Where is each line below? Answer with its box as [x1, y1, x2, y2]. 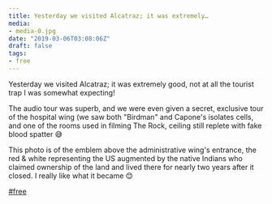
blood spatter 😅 [8, 129, 63, 138]
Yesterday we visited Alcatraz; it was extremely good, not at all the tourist [8, 79, 254, 89]
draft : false [8, 42, 53, 50]
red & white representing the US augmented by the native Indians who [8, 153, 244, 163]
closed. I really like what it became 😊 [8, 171, 134, 181]
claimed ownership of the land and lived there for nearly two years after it [8, 162, 254, 172]
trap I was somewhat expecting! [8, 87, 115, 97]
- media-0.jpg [8, 27, 57, 35]
